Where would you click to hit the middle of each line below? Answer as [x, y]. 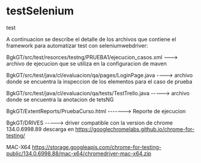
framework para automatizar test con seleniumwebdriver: [77, 46]
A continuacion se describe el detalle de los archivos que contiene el [91, 39]
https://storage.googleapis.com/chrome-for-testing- [97, 147]
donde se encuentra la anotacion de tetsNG [60, 99]
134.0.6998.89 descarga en [40, 129]
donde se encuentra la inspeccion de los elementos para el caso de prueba [99, 81]
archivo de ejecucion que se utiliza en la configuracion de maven [86, 64]
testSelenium [40, 11]
